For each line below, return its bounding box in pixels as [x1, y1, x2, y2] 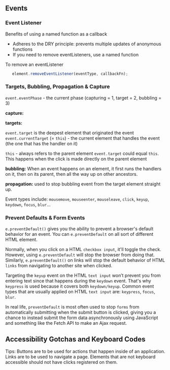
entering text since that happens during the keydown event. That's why [5, 278, 151, 284]
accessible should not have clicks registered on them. [5, 359, 118, 365]
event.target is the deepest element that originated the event [5, 130, 134, 136]
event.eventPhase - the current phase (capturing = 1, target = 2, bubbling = [5, 95, 161, 101]
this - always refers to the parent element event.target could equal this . [5, 150, 159, 157]
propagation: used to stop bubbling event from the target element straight [5, 180, 161, 187]
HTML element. [5, 236, 38, 243]
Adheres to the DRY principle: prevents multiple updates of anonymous [12, 41, 161, 47]
